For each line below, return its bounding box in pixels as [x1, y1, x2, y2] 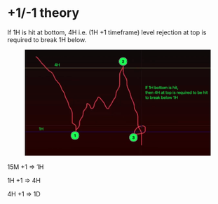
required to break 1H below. [7, 35, 87, 43]
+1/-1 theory [7, 5, 80, 21]
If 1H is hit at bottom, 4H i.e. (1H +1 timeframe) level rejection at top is [7, 28, 207, 36]
